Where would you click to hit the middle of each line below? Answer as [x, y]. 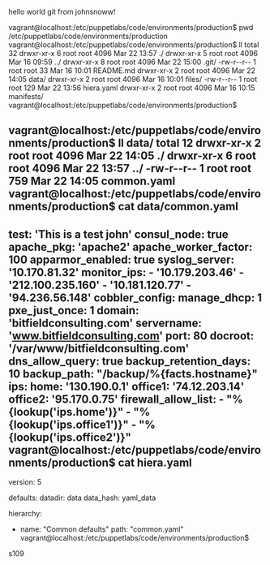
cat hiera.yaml [155, 462]
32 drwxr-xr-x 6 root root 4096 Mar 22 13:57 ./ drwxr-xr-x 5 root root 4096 [133, 53]
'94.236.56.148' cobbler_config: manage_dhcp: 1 [135, 298]
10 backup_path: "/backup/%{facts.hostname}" [133, 374]
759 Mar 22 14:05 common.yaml [92, 181]
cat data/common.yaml [178, 207]
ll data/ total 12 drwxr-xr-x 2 [190, 143]
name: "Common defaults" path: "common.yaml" [102, 529]
